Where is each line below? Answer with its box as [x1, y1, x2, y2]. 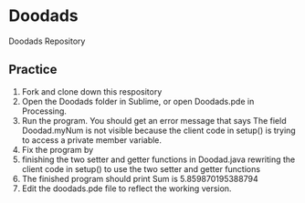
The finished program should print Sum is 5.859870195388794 [21, 173, 258, 184]
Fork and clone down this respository [21, 86, 163, 96]
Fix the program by [21, 144, 94, 155]
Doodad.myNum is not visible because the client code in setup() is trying [21, 125, 296, 136]
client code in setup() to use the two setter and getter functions [21, 163, 261, 174]
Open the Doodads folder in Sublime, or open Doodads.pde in [21, 96, 255, 107]
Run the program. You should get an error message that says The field [21, 115, 287, 126]
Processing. [21, 106, 68, 117]
